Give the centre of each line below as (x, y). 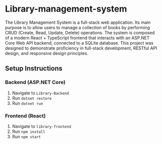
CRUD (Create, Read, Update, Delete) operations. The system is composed (80, 32)
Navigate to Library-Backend (40, 93)
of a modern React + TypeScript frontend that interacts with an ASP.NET (77, 38)
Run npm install (29, 131)
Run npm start (26, 136)
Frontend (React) (25, 116)
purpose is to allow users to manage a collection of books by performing (78, 27)
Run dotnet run (27, 103)
